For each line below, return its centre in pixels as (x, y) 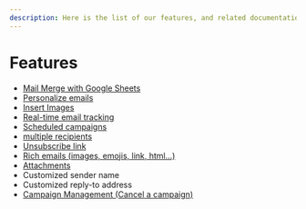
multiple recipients (57, 136)
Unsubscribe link (54, 145)
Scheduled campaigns (65, 126)
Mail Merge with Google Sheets (82, 88)
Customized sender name (71, 174)
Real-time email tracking (68, 117)
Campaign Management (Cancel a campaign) (108, 194)
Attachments (46, 165)
